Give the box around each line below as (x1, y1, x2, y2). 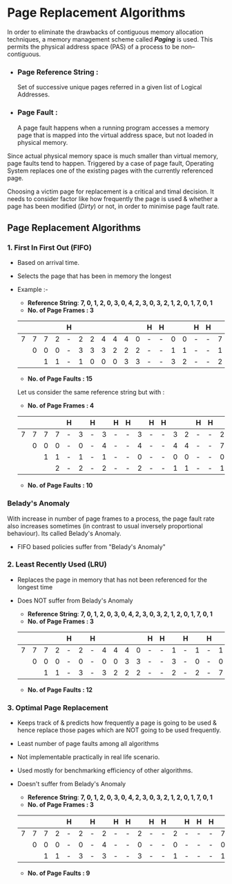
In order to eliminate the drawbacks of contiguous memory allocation (7, 28, 204, 36)
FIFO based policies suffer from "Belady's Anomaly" (17, 542, 166, 551)
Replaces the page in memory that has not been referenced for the (17, 575, 207, 584)
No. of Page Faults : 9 (27, 869, 90, 878)
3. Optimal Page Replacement (7, 702, 108, 712)
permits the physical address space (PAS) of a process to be (7, 42, 180, 51)
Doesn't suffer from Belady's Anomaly (17, 780, 126, 788)
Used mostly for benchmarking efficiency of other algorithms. (17, 766, 193, 774)
